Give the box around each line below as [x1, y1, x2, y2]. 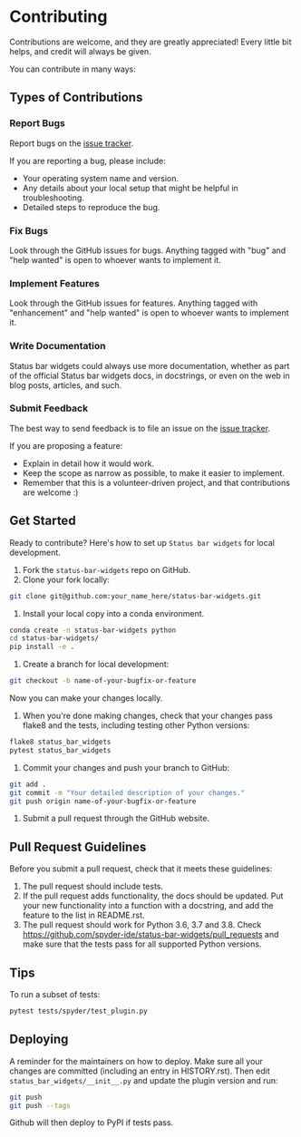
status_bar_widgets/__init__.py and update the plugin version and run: [9, 1074, 278, 1085]
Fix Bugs [9, 224, 48, 237]
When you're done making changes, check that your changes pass [22, 710, 274, 721]
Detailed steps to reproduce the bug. [22, 201, 160, 212]
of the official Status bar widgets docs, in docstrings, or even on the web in [9, 370, 290, 381]
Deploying [9, 1032, 69, 1047]
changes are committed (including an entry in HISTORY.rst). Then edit [9, 1065, 270, 1076]
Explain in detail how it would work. [22, 458, 155, 469]
